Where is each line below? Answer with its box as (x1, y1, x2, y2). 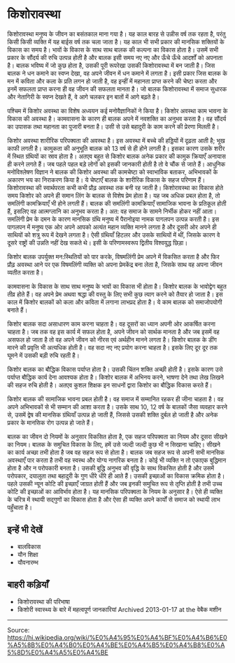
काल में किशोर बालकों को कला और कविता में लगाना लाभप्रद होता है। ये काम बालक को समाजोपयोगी (7, 298, 222, 306)
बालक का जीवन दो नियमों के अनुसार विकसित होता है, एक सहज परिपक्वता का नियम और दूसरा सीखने (7, 432, 228, 441)
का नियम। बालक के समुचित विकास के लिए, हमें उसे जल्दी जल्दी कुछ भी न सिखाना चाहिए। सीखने (7, 440, 221, 449)
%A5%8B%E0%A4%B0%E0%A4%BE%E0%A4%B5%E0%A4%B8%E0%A (7, 641, 225, 649)
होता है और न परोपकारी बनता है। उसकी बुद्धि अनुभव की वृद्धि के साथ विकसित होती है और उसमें (7, 464, 215, 472)
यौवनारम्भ (17, 558, 38, 567)
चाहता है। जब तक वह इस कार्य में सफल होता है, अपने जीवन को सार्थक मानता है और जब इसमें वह (7, 328, 220, 336)
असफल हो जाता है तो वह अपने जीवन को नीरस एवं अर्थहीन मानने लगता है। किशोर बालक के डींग (7, 335, 217, 344)
